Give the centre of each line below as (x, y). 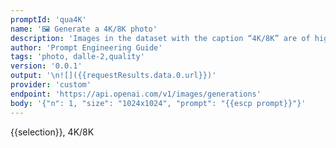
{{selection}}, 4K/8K (52, 132)
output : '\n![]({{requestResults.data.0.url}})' (113, 76)
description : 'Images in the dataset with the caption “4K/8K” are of (160, 38)
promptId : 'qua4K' (48, 19)
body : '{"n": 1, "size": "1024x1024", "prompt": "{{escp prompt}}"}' (158, 103)
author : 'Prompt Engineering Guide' (86, 47)
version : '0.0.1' (46, 66)
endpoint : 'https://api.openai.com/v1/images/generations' (136, 94)
